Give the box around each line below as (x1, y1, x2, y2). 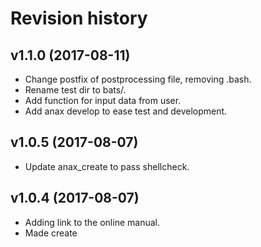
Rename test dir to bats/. (24, 84, 127, 96)
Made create (24, 227, 78, 239)
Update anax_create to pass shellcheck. (24, 160, 190, 172)
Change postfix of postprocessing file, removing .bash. (24, 73, 252, 85)
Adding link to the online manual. (24, 216, 160, 228)
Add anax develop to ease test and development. (24, 105, 228, 117)
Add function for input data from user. (24, 95, 182, 106)
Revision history (10, 7, 148, 30)
